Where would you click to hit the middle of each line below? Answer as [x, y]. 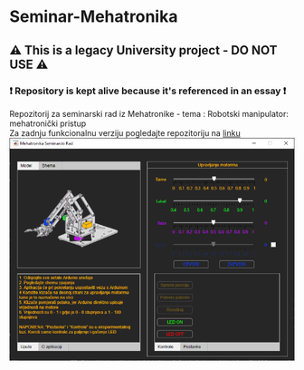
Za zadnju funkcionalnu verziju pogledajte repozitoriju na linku [125, 132]
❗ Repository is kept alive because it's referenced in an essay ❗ [148, 91]
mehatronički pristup [48, 123]
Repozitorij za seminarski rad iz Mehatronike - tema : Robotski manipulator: [149, 113]
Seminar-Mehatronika [94, 17]
